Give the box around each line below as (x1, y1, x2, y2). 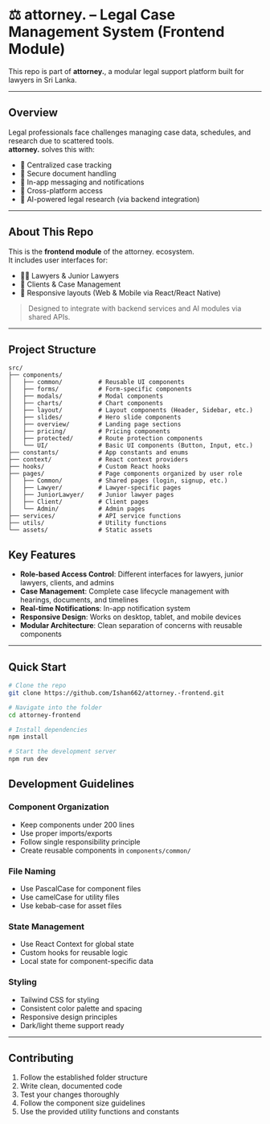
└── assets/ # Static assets (8, 526, 153, 535)
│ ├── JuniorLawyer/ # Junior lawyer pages (8, 491, 174, 499)
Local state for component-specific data (19, 957, 154, 966)
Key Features (8, 548, 76, 561)
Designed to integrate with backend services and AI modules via (27, 304, 242, 313)
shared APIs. (27, 312, 71, 321)
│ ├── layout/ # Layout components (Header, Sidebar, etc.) (8, 407, 253, 415)
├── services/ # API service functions (8, 512, 182, 520)
